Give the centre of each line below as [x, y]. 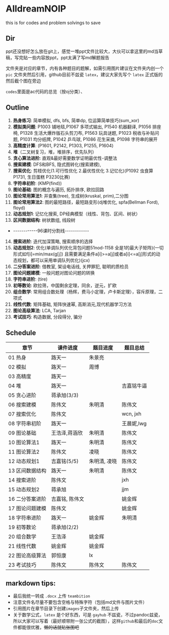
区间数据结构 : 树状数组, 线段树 [44, 220]
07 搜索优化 [22, 414]
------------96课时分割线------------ [51, 231]
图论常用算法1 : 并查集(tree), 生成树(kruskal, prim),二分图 [71, 196]
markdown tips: [31, 583]
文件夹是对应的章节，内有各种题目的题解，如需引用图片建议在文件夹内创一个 [85, 68]
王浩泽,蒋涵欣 [67, 433]
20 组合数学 [22, 537]
